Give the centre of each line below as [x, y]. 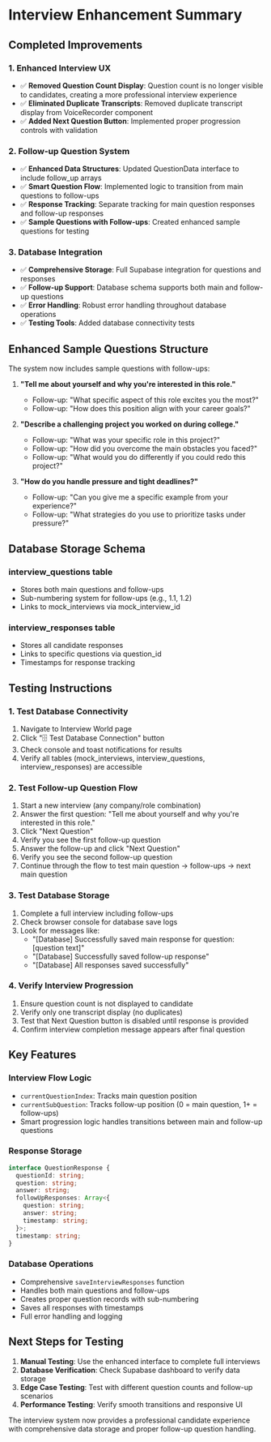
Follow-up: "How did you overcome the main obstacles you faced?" [145, 448]
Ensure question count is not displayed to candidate [106, 1003]
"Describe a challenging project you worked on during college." [129, 424]
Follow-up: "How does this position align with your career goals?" [141, 409]
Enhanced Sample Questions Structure [108, 349]
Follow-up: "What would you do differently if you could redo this [139, 457]
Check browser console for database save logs [99, 921]
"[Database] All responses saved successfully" [110, 965]
